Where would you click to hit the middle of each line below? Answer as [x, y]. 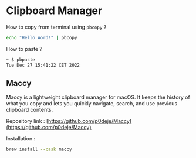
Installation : [21, 139]
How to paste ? [24, 49]
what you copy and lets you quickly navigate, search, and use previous [92, 104]
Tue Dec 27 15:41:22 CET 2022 [43, 65]
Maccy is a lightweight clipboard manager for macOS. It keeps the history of [98, 97]
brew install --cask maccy [39, 150]
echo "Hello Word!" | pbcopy [42, 37]
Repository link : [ [27, 121]
